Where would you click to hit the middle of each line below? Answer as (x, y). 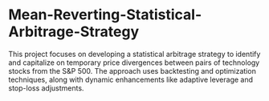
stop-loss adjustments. (46, 88)
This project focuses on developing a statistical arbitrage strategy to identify (134, 54)
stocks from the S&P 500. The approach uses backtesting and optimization (132, 71)
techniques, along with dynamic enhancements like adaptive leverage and (131, 79)
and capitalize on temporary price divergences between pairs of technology (134, 63)
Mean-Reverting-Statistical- (105, 15)
